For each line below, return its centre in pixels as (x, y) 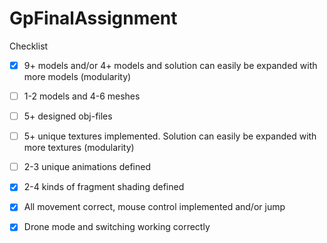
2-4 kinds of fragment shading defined (104, 187)
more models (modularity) (77, 76)
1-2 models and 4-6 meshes (82, 96)
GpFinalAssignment (93, 18)
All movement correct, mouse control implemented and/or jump (154, 207)
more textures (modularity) (79, 148)
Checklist (29, 46)
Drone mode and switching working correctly (117, 227)
